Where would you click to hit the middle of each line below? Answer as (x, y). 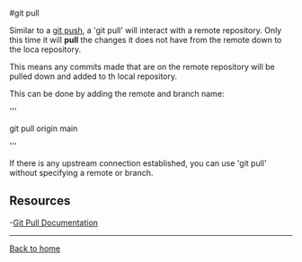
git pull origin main (44, 128)
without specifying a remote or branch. (81, 173)
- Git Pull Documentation (54, 223)
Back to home (35, 248)
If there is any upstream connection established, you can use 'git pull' (138, 163)
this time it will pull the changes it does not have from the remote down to (146, 40)
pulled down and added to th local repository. (93, 76)
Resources (40, 201)
